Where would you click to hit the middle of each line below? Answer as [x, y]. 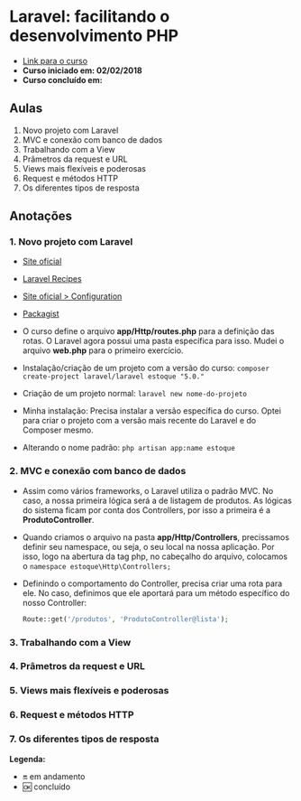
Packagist [41, 314]
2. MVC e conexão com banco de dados [98, 471]
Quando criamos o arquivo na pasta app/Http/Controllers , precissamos [156, 537]
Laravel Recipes [52, 279]
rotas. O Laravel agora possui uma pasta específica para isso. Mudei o [153, 341]
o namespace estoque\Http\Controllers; [96, 565]
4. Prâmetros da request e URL [78, 666]
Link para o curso [55, 61]
